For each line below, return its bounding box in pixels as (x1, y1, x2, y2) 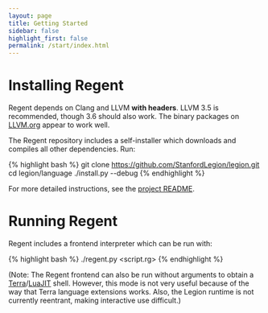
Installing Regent (8, 76, 124, 95)
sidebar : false (8, 27, 60, 35)
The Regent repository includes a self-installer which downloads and (8, 136, 237, 146)
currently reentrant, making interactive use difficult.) (8, 295, 181, 305)
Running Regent (8, 212, 118, 230)
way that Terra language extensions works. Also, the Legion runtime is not (8, 287, 254, 296)
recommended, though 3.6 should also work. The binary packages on (8, 112, 240, 121)
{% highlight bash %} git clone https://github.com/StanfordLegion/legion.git (8, 160, 260, 170)
